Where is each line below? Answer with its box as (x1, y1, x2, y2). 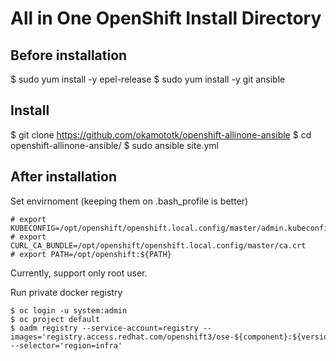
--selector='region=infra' (10, 340, 123, 351)
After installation (10, 168, 117, 186)
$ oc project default (10, 314, 101, 324)
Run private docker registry (10, 286, 123, 298)
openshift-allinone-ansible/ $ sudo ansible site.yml (10, 139, 219, 151)
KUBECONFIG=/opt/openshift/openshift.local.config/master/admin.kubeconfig (10, 223, 333, 233)
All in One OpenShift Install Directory (10, 7, 322, 30)
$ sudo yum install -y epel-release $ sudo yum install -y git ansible (10, 73, 286, 85)
